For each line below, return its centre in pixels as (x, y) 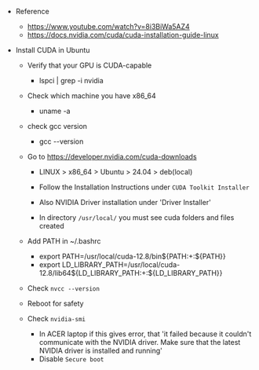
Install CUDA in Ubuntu (53, 50)
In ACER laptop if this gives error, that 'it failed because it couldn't (145, 334)
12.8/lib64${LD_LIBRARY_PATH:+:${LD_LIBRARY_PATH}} (131, 273)
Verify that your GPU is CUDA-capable (89, 65)
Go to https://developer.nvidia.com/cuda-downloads (112, 157)
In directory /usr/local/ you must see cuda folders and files (137, 218)
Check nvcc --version (64, 288)
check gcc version (57, 126)
